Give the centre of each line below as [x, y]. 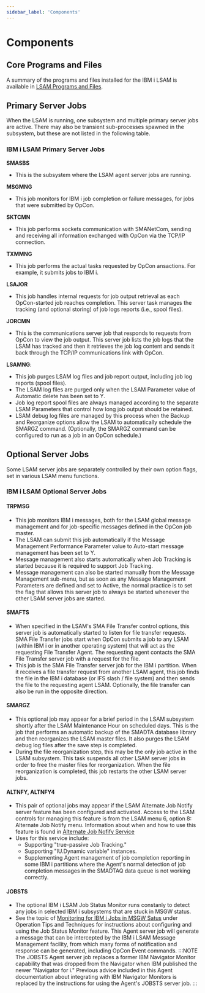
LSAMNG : [19, 364]
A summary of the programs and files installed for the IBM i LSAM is [92, 80]
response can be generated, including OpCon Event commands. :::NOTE [106, 951]
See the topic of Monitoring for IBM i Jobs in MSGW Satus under [96, 918]
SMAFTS [18, 613]
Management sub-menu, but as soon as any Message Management [100, 579]
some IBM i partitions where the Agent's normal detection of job [105, 865]
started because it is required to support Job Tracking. [84, 565]
